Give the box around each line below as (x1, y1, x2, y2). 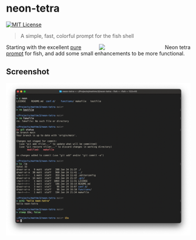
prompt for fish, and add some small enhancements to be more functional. (6, 50, 185, 57)
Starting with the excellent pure (6, 43, 82, 51)
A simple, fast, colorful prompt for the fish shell (20, 32, 135, 39)
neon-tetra (6, 2, 60, 15)
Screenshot (6, 67, 50, 77)
